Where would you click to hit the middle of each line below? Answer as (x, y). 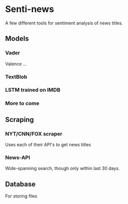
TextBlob (16, 77)
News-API (18, 157)
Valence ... (16, 64)
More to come (22, 103)
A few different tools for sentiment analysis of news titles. (64, 23)
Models (17, 39)
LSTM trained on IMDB (33, 90)
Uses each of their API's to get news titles (48, 145)
